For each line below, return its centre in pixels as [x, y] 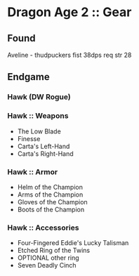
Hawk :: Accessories [43, 228]
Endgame [29, 77]
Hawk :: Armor [33, 171]
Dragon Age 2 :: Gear [69, 12]
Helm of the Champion [50, 187]
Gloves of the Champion [52, 202]
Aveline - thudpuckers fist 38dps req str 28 [69, 55]
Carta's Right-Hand [45, 153]
